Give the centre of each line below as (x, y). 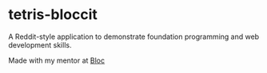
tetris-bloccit (53, 15)
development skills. (40, 44)
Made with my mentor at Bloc (57, 60)
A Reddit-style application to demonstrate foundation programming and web (134, 36)
